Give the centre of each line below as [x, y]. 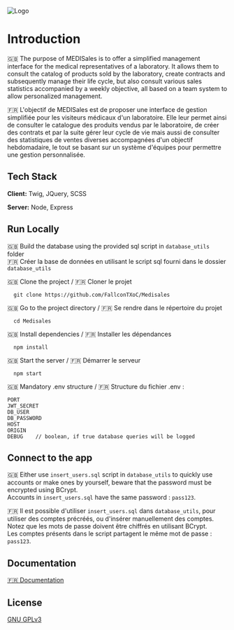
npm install [31, 347]
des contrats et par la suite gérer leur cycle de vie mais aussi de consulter [114, 132]
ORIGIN [17, 430]
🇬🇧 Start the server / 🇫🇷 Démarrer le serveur [74, 360]
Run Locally [33, 229]
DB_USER [19, 412]
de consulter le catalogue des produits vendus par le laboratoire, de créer [113, 125]
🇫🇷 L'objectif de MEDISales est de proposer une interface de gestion [107, 109]
